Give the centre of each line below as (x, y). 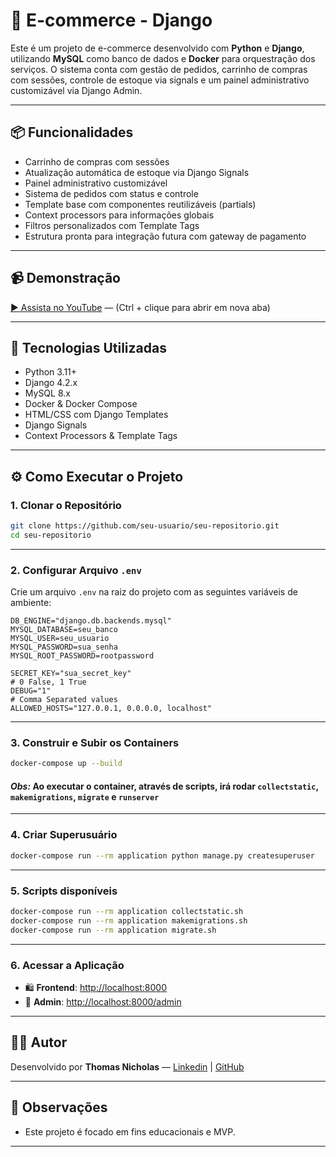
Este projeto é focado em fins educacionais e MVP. (130, 1131)
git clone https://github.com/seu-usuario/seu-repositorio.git (145, 526)
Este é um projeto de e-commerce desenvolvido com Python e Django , (157, 48)
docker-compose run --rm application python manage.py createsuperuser (162, 855)
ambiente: (31, 603)
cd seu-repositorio (51, 535)
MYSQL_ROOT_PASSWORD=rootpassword (82, 656)
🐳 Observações (59, 1107)
